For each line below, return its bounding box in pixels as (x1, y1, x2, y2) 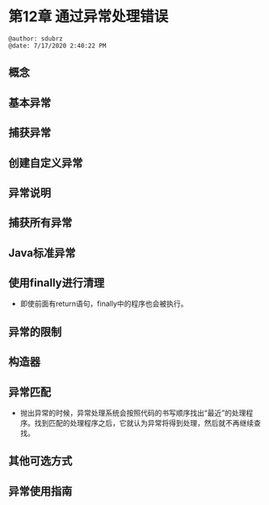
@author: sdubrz (8, 34, 63, 43)
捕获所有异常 (8, 216, 73, 230)
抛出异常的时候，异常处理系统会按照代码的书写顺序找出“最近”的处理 (19, 408, 246, 418)
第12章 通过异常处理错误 (8, 7, 169, 26)
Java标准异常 (8, 246, 76, 260)
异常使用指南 (8, 484, 73, 498)
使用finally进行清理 (8, 276, 105, 290)
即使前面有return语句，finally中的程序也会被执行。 (19, 299, 188, 308)
